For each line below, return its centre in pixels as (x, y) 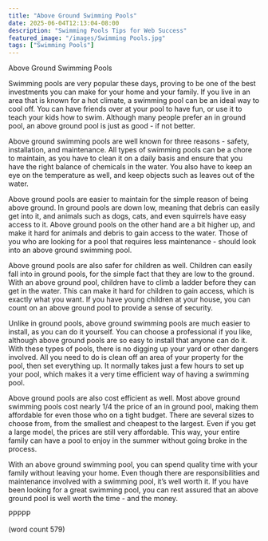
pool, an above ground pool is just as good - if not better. (102, 126)
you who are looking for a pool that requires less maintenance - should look (132, 242)
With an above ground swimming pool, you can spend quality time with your (133, 464)
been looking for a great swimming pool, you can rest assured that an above (134, 490)
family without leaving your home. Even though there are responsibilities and (134, 473)
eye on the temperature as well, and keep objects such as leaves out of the (132, 176)
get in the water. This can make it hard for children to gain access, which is (131, 291)
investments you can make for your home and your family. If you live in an (130, 92)
